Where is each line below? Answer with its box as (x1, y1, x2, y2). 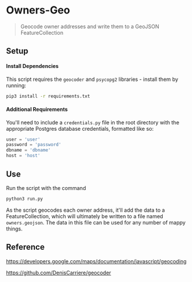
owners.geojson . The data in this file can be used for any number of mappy (6, 219, 186, 226)
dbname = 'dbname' (6, 147, 51, 153)
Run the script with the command (6, 184, 86, 191)
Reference (6, 242, 45, 252)
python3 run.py (6, 196, 43, 202)
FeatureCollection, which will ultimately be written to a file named (6, 212, 163, 220)
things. (6, 225, 23, 232)
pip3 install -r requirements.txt (6, 93, 91, 99)
